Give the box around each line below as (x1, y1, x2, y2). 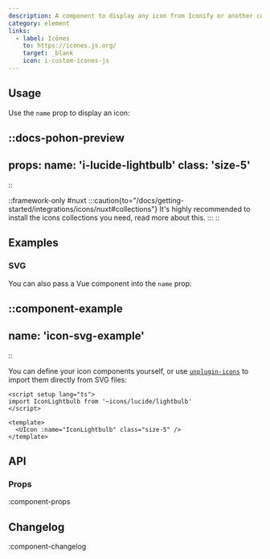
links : (8, 27, 31, 35)
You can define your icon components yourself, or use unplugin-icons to (8, 366, 249, 375)
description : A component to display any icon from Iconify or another (8, 11, 253, 20)
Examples (8, 236, 59, 250)
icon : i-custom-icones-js (22, 57, 110, 65)
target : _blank (22, 49, 74, 57)
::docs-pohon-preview (8, 131, 125, 145)
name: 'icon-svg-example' (8, 329, 145, 343)
